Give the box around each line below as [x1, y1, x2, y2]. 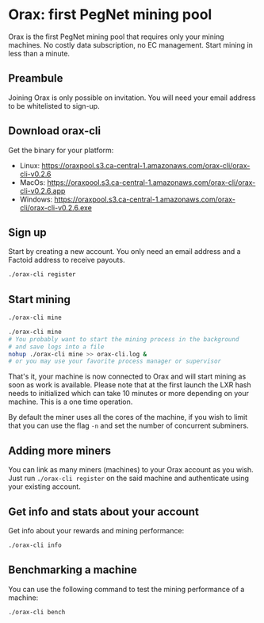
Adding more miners [8, 444, 111, 457]
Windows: [19, 194, 53, 204]
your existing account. [8, 482, 81, 491]
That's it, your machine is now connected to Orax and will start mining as [8, 371, 247, 382]
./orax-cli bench [8, 608, 66, 616]
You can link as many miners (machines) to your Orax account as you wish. [8, 465, 254, 475]
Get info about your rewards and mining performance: [8, 525, 185, 535]
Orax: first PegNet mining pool [8, 6, 212, 24]
